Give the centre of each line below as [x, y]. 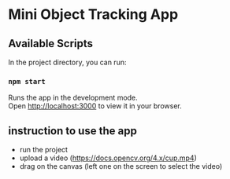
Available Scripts [50, 44]
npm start [27, 81]
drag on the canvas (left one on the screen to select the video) [121, 166]
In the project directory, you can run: [67, 62]
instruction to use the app [73, 131]
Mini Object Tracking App [93, 15]
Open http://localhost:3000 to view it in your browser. [95, 106]
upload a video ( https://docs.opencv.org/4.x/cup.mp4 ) [108, 158]
